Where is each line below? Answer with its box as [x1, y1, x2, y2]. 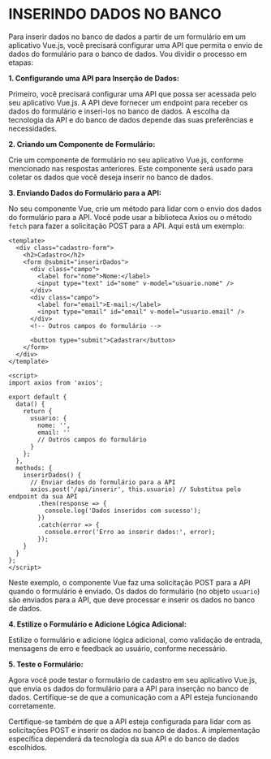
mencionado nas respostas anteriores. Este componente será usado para [8, 163, 254, 173]
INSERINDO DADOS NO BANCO [8, 5, 222, 24]
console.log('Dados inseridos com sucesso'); [44, 507, 201, 515]
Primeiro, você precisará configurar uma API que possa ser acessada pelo [8, 88, 257, 98]
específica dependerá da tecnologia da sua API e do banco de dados [8, 734, 239, 744]
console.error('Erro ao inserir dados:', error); [44, 528, 217, 536]
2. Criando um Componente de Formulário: [8, 139, 156, 149]
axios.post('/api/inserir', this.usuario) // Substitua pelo [29, 485, 242, 494]
